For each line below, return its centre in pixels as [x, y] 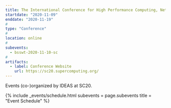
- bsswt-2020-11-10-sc [34, 52]
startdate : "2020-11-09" [32, 15]
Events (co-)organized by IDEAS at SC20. [49, 86]
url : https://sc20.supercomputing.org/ [57, 71]
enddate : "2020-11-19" [29, 19]
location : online [24, 39]
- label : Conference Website [41, 66]
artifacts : [17, 62]
